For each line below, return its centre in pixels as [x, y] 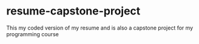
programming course [32, 34]
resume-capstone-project [73, 11]
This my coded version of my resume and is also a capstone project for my [100, 28]
